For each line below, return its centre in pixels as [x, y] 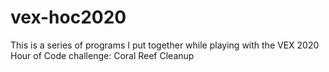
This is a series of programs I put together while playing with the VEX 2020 [165, 45]
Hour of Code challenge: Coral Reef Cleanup [102, 55]
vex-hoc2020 [68, 17]
